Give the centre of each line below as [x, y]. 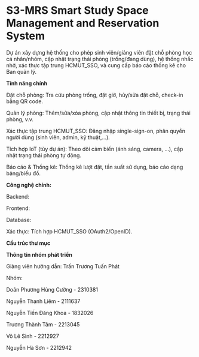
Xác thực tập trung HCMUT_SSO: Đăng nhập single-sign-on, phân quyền [96, 131]
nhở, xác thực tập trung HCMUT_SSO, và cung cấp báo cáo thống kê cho [96, 65]
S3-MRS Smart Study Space [78, 10]
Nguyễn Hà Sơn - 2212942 [39, 347]
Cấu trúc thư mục [28, 243]
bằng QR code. [25, 101]
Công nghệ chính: [29, 185]
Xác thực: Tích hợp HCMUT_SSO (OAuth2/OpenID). [69, 231]
